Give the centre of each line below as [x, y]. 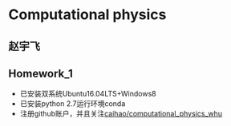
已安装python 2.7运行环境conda [73, 104]
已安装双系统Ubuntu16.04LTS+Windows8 [88, 94]
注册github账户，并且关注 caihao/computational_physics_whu [121, 114]
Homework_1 [41, 73]
